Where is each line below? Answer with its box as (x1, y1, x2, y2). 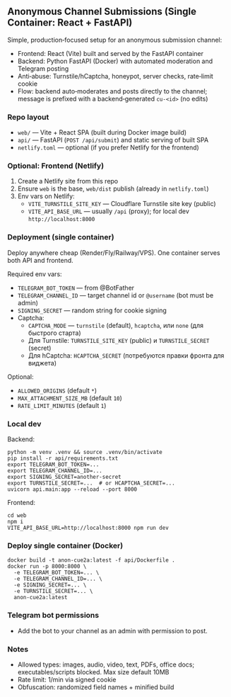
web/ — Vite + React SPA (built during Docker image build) (17, 128, 187, 137)
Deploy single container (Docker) (7, 540, 124, 550)
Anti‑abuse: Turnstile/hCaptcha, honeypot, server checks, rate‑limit (17, 72, 213, 80)
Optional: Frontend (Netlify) (7, 161, 105, 171)
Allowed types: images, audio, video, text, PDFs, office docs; (17, 660, 195, 669)
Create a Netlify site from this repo (17, 177, 119, 186)
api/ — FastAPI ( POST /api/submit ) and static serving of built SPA (17, 136, 209, 144)
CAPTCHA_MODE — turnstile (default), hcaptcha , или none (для (28, 321, 203, 329)
